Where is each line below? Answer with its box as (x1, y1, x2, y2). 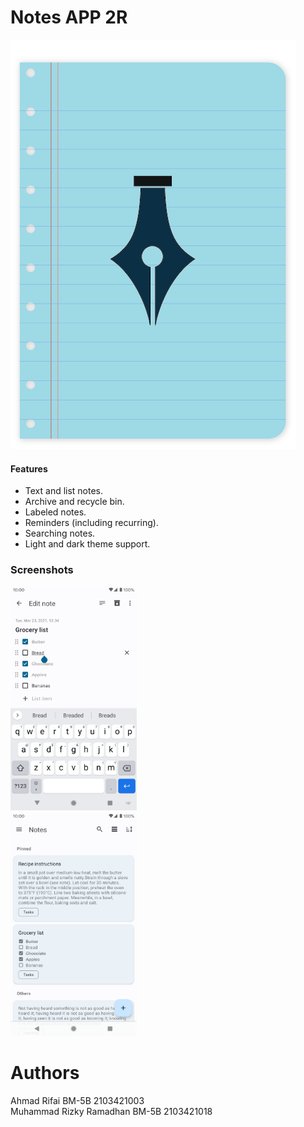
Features (10, 462, 48, 475)
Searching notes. (24, 527, 96, 540)
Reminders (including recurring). (24, 517, 159, 529)
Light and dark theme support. (24, 538, 151, 550)
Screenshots (10, 563, 74, 577)
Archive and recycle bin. (24, 496, 125, 508)
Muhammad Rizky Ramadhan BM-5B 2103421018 (10, 1106, 213, 1118)
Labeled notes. (24, 506, 87, 518)
